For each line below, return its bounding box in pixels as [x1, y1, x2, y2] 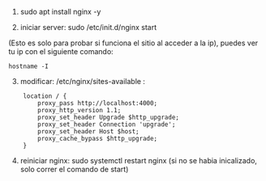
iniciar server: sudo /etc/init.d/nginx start [19, 23, 157, 32]
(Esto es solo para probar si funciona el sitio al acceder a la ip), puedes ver [8, 38, 259, 48]
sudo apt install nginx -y [19, 7, 101, 16]
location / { [23, 92, 67, 100]
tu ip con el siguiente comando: [8, 47, 114, 56]
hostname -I [8, 62, 49, 70]
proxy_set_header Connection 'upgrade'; [37, 120, 176, 128]
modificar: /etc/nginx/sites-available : [19, 77, 146, 86]
